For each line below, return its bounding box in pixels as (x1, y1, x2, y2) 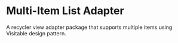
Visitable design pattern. (6, 29, 67, 37)
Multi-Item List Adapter (6, 4, 124, 18)
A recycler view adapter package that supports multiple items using (6, 24, 173, 31)
